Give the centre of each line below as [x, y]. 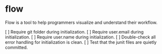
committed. [17, 47]
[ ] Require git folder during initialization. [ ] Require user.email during [74, 32]
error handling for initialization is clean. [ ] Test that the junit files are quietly [81, 42]
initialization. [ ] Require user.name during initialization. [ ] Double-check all [81, 37]
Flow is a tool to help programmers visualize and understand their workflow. [81, 22]
